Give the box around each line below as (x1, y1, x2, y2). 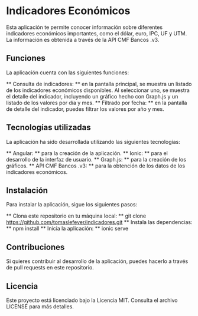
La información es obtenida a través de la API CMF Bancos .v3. (6, 36, 160, 43)
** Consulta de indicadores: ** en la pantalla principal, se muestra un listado (6, 80, 192, 87)
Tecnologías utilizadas (6, 123, 91, 133)
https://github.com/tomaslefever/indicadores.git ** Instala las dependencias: (6, 219, 193, 226)
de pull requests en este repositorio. (6, 264, 95, 271)
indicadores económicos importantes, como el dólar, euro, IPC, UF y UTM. (6, 29, 187, 37)
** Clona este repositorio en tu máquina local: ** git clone (6, 212, 147, 219)
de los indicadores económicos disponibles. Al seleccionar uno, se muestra (6, 87, 190, 94)
